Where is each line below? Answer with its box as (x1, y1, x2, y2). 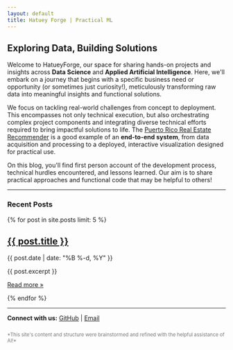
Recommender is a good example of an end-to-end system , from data (7, 133, 209, 141)
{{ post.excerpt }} (7, 268, 58, 276)
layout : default (7, 10, 54, 17)
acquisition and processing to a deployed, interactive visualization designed (7, 140, 224, 149)
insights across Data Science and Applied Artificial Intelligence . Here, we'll (7, 68, 225, 76)
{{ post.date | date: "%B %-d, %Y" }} (7, 254, 113, 262)
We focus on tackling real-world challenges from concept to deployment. (7, 103, 216, 112)
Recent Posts (7, 200, 53, 209)
